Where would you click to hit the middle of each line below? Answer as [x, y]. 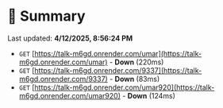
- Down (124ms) [149, 95]
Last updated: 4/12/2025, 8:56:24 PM [70, 38]
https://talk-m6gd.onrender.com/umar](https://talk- [118, 53]
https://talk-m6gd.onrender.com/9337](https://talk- [118, 70]
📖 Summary [46, 16]
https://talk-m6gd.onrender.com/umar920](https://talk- [125, 87]
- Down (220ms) [136, 62]
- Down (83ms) [135, 79]
